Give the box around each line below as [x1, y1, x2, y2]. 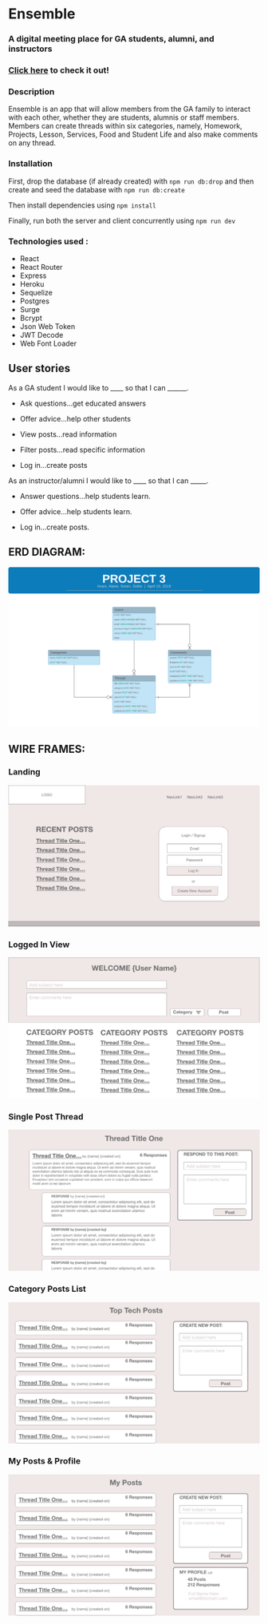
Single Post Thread [8, 1111, 84, 1122]
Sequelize [19, 287, 53, 297]
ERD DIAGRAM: [8, 545, 86, 559]
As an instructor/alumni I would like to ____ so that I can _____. [8, 476, 209, 485]
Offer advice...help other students [19, 414, 132, 423]
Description [8, 85, 55, 97]
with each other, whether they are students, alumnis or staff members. [8, 113, 239, 122]
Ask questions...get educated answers [19, 398, 146, 408]
